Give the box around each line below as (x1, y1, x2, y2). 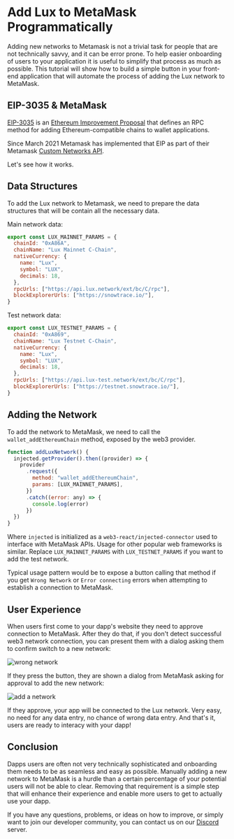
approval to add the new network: (7, 679, 105, 687)
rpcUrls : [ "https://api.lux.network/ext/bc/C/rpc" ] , (13, 285, 170, 292)
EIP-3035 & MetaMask (7, 99, 107, 112)
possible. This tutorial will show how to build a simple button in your (7, 64, 202, 73)
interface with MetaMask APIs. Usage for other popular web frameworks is (7, 540, 222, 549)
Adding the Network (7, 409, 98, 421)
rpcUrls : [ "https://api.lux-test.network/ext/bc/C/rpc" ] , (13, 377, 187, 384)
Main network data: (7, 220, 64, 228)
